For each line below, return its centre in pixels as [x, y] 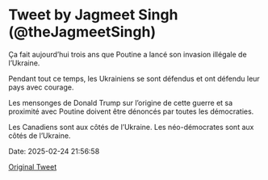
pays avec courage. [41, 87]
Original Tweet [33, 166]
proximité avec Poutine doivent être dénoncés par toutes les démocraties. [131, 111]
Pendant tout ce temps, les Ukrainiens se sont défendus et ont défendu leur [134, 78]
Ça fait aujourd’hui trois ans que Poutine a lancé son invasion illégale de [128, 54]
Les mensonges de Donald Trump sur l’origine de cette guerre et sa [121, 103]
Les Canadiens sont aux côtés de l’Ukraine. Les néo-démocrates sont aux [131, 127]
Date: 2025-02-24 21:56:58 [54, 151]
